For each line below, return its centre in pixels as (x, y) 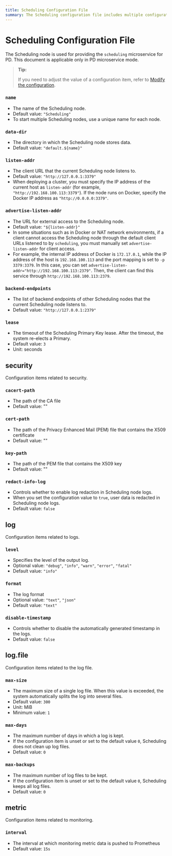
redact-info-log (26, 482)
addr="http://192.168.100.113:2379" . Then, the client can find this (83, 270)
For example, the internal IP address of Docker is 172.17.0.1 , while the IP (90, 254)
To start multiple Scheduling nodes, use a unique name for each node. (87, 119)
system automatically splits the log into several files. (68, 696)
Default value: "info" (35, 571)
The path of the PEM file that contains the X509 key (67, 463)
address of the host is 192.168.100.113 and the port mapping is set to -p (89, 259)
